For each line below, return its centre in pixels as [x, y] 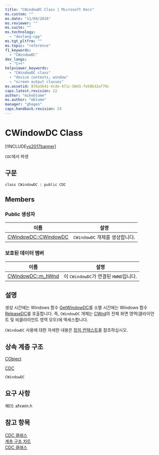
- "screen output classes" [37, 82]
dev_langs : [16, 59]
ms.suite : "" [18, 28]
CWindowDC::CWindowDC [38, 237]
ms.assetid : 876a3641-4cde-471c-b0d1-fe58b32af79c [57, 86]
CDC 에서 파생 [17, 156]
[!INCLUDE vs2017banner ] [31, 146]
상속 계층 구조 [24, 347]
